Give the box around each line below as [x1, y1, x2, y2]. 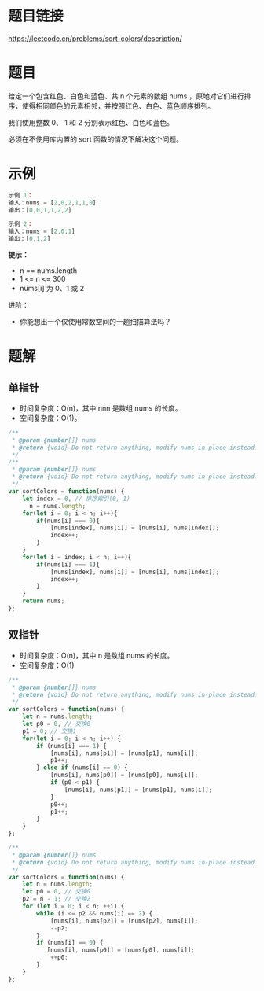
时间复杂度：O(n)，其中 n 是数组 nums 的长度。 [19, 650, 174, 660]
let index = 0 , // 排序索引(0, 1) [22, 495, 131, 503]
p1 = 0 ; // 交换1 [22, 727, 77, 735]
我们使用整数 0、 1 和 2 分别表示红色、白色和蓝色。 [8, 117, 174, 127]
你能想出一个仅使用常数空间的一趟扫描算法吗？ [19, 317, 171, 326]
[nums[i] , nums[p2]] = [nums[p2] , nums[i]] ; [49, 917, 199, 925]
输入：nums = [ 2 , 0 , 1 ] [8, 227, 75, 236]
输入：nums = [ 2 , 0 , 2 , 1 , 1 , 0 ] [8, 198, 97, 207]
